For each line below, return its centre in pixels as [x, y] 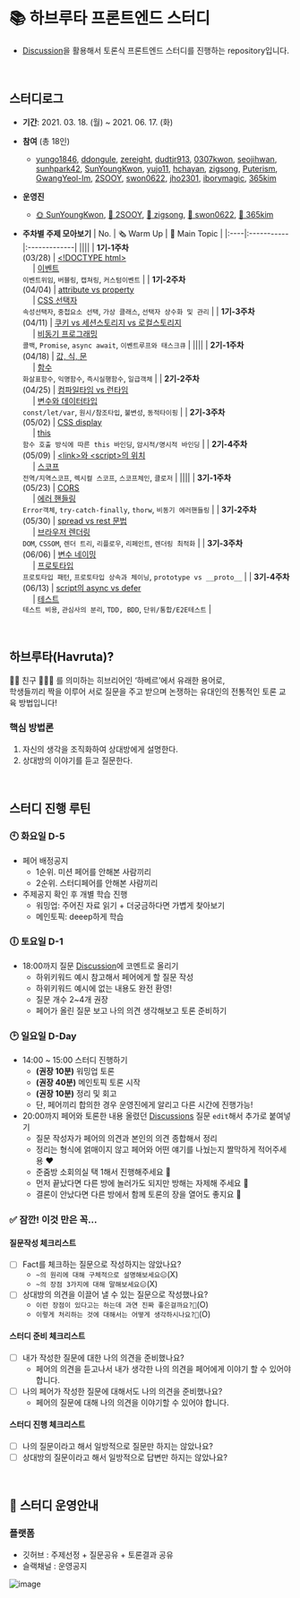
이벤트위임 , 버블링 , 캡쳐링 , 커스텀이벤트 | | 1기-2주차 [104, 279]
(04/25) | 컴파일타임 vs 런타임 [75, 390]
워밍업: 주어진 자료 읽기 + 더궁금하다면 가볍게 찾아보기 [130, 905]
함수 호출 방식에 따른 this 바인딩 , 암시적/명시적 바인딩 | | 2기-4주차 [135, 443]
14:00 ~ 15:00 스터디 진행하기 [75, 1060]
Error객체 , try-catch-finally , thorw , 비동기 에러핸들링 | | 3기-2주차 [139, 509]
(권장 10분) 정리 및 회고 [76, 1094]
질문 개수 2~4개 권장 [72, 999]
